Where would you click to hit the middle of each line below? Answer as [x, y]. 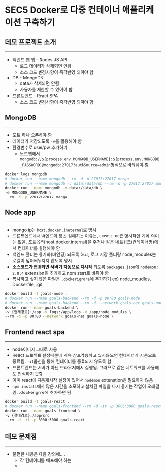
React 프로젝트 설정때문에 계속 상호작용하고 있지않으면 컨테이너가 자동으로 [84, 355]
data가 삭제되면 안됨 [39, 83]
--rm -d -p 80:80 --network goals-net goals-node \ [59, 316]
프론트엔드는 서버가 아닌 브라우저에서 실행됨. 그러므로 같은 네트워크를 [79, 367]
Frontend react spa [35, 332]
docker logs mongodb [26, 174]
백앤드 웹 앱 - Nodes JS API [40, 59]
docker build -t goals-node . [36, 294]
